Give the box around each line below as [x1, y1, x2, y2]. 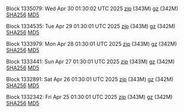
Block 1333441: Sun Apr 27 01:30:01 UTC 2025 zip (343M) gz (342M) [6, 58, 175, 65]
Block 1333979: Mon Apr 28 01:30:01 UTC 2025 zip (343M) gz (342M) [6, 41, 177, 47]
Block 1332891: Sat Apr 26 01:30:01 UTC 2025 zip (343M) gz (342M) [6, 76, 174, 83]
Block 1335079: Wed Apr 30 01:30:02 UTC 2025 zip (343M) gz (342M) [6, 5, 179, 12]
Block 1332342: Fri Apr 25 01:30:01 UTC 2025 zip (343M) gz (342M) [6, 94, 173, 100]
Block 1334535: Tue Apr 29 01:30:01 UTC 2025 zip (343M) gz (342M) [6, 23, 176, 29]
